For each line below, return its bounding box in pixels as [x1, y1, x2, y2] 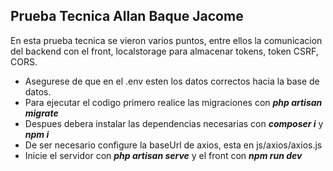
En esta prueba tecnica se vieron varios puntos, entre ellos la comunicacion [10, 34, 323, 46]
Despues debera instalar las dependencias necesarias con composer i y [24, 117, 324, 129]
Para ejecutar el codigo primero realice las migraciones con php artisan [24, 96, 323, 108]
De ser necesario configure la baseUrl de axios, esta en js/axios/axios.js [24, 139, 323, 151]
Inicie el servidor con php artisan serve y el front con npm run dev [24, 149, 303, 161]
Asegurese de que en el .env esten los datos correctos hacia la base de [24, 75, 320, 87]
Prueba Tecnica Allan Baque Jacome [10, 8, 244, 25]
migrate [24, 107, 59, 119]
